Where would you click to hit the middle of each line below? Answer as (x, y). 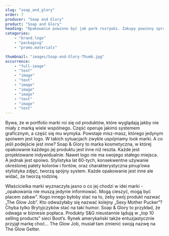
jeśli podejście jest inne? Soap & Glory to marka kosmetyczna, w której (78, 144)
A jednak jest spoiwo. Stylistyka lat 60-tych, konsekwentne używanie (77, 160)
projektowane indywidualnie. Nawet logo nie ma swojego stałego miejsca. (82, 155)
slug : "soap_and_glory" (30, 10)
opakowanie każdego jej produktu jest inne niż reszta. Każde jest (72, 150)
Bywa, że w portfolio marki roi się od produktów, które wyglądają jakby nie (82, 123)
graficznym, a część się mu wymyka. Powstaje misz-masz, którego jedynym (84, 133)
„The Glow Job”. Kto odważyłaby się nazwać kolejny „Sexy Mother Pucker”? (84, 202)
